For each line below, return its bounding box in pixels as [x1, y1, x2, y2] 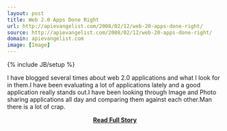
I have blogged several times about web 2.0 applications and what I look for [7, 74, 220, 82]
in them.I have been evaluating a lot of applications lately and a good [7, 81, 201, 89]
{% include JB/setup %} [7, 61, 75, 68]
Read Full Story [92, 116, 137, 123]
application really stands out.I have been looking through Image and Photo [7, 88, 217, 96]
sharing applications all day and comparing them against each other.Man [7, 96, 213, 103]
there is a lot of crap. [7, 103, 66, 111]
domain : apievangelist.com [7, 35, 84, 42]
